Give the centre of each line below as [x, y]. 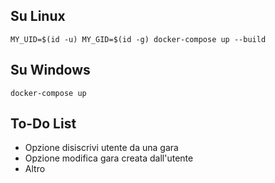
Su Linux [38, 16]
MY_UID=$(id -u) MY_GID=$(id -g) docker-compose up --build [138, 39]
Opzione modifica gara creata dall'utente [109, 158]
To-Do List [43, 124]
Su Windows [50, 70]
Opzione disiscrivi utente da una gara [101, 148]
